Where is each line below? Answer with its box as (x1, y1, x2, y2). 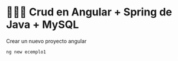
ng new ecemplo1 (6, 49, 46, 55)
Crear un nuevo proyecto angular (6, 37, 87, 44)
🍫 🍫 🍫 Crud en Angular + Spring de (6, 5, 173, 19)
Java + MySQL (6, 18, 79, 31)
